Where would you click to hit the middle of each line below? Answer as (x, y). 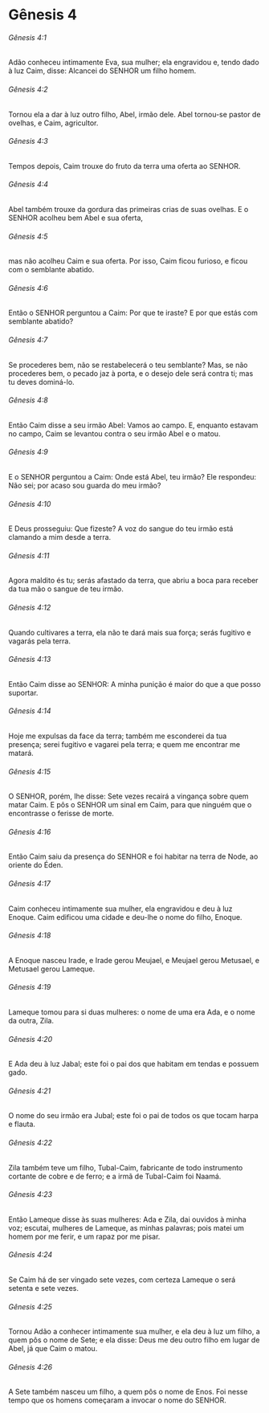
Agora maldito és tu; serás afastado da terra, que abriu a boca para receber (133, 581)
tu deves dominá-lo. (41, 382)
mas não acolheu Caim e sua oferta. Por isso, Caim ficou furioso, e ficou (128, 261)
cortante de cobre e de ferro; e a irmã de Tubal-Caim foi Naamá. (115, 1176)
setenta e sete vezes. (43, 1288)
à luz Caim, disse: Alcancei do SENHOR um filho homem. (102, 71)
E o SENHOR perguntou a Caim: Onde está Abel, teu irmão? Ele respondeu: (132, 477)
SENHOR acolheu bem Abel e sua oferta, (75, 218)
